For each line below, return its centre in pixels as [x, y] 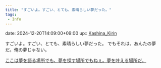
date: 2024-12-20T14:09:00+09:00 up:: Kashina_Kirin [61, 33]
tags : [11, 14]
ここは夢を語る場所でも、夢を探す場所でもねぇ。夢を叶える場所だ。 [76, 60]
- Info [14, 19]
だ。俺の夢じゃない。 [27, 50]
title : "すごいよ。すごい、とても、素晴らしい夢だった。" [59, 10]
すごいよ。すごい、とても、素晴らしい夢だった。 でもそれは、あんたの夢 [81, 43]
